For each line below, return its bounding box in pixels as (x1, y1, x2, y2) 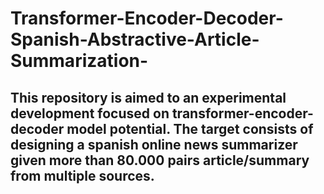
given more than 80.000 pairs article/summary (10, 152, 310, 169)
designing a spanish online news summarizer (10, 136, 298, 153)
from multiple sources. (10, 167, 155, 184)
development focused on (10, 105, 170, 122)
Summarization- (10, 50, 149, 72)
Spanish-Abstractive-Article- (10, 28, 260, 51)
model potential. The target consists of (66, 120, 314, 137)
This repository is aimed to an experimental (10, 89, 287, 106)
